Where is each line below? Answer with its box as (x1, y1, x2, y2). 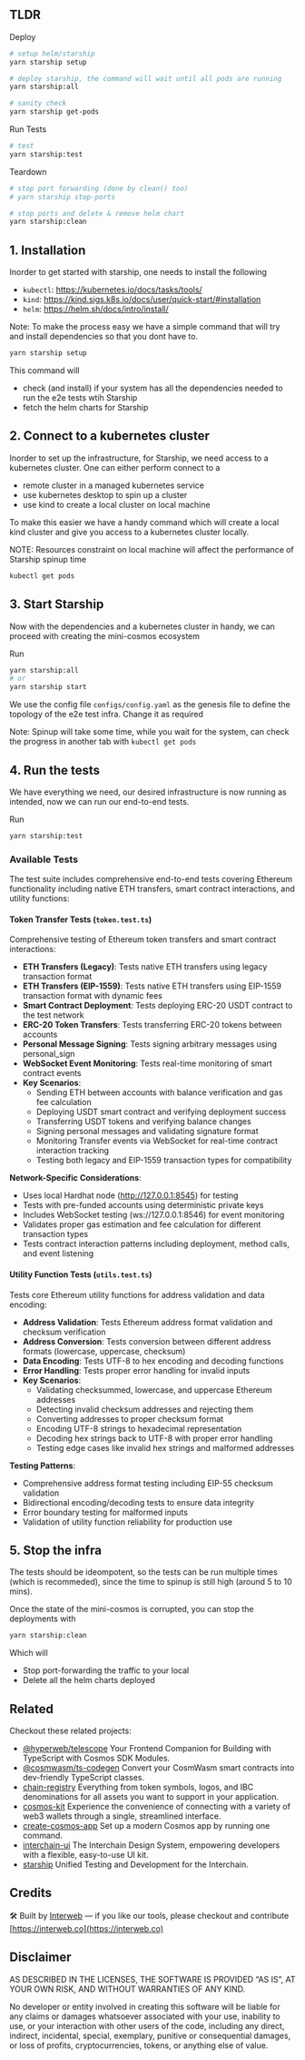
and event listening (22, 1248, 94, 1259)
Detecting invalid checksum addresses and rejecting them (35, 1404, 254, 1415)
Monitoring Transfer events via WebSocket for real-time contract (35, 1135, 279, 1146)
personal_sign (22, 1049, 75, 1060)
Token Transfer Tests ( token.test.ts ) (9, 914, 152, 925)
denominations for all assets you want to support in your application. (22, 1791, 280, 1802)
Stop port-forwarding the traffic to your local (22, 1665, 190, 1676)
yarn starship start (9, 683, 88, 692)
